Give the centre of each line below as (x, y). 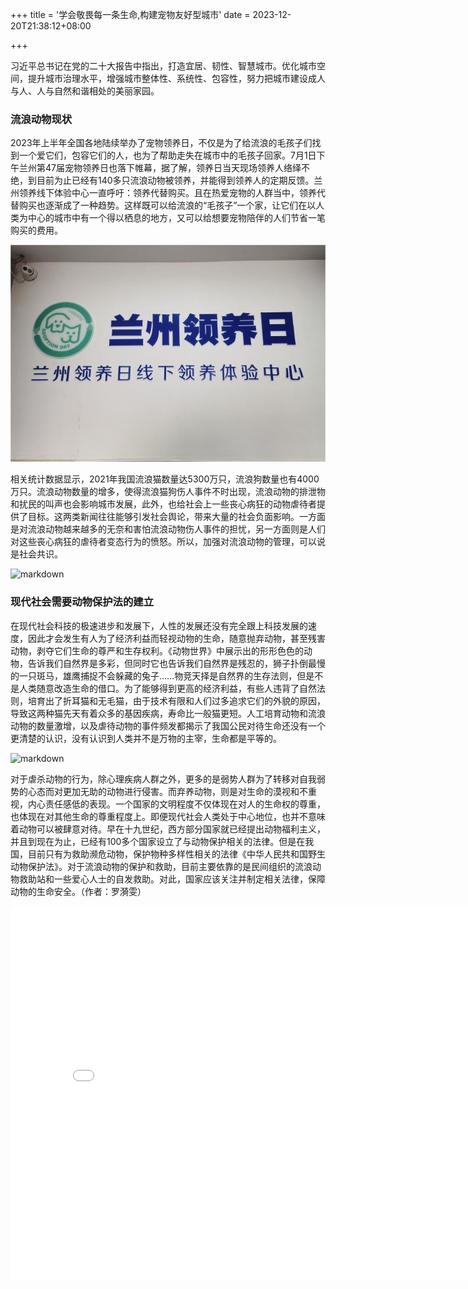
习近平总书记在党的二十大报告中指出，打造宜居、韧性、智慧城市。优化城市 (163, 66)
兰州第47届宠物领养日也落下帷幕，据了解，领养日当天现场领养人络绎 (160, 168)
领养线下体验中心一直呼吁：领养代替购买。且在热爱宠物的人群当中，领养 (167, 193)
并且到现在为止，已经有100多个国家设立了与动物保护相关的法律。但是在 (158, 841)
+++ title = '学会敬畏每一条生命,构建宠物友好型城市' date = (130, 14)
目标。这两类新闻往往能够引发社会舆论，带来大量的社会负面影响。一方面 (176, 517)
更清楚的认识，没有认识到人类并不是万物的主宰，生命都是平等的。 (146, 738)
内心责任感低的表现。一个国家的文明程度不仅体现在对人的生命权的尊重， (176, 804)
